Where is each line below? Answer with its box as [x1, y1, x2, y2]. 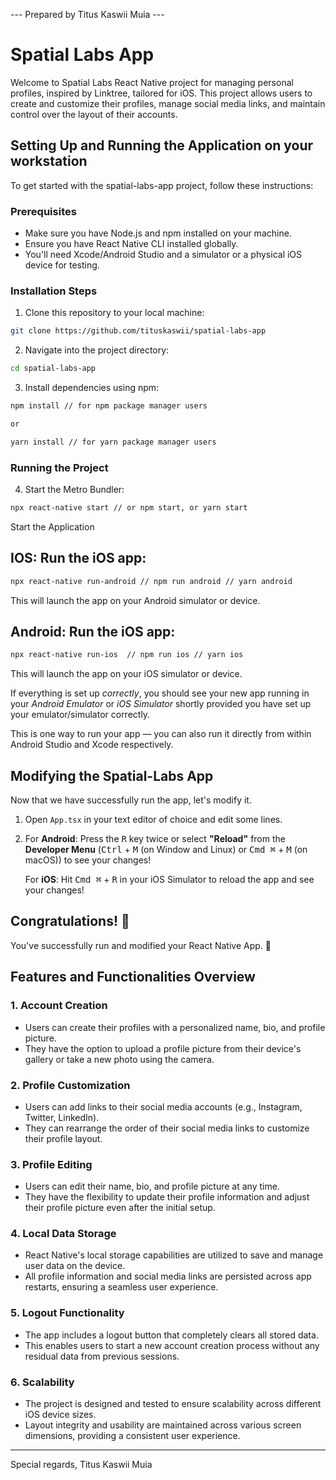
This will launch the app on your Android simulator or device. [10, 594, 261, 606]
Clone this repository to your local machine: [24, 307, 205, 319]
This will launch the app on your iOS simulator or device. [10, 668, 243, 680]
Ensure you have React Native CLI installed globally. [24, 238, 239, 250]
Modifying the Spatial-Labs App [10, 767, 214, 784]
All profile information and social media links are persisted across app [24, 1270, 312, 1283]
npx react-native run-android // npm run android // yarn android [10, 576, 293, 586]
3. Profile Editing [10, 1157, 93, 1171]
